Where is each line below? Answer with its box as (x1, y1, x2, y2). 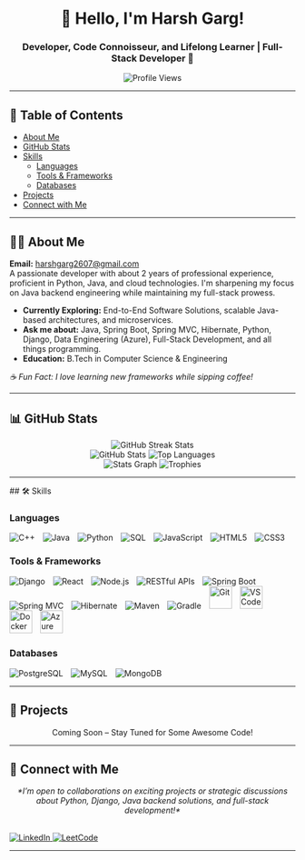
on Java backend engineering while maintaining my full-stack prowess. (9, 287, 276, 298)
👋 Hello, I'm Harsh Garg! (60, 8, 245, 29)
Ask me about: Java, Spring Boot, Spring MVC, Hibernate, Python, (22, 325, 272, 335)
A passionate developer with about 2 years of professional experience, (9, 268, 274, 279)
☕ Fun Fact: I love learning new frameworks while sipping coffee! (9, 372, 254, 383)
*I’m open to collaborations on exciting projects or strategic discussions (16, 785, 289, 796)
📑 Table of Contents (9, 107, 123, 123)
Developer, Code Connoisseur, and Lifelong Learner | (22, 41, 261, 54)
